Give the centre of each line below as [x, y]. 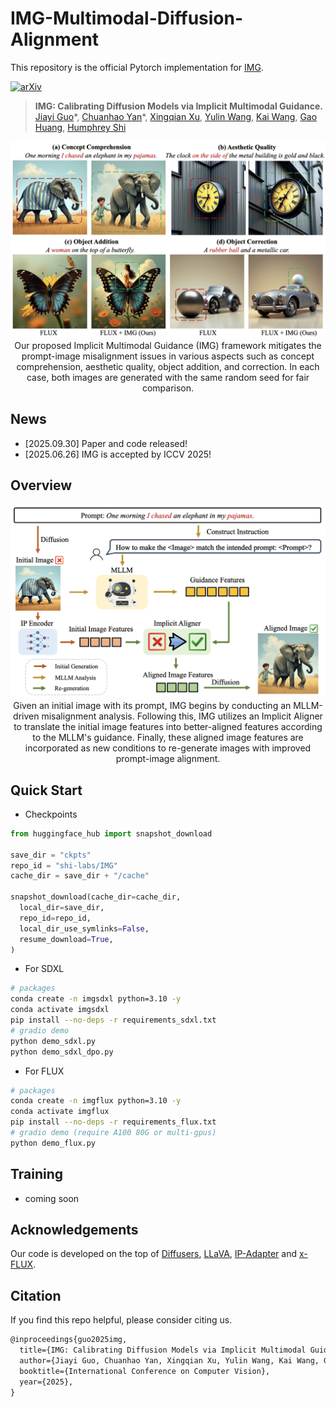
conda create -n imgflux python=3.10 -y [96, 1101]
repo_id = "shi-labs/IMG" [64, 865]
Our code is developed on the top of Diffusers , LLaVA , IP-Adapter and [154, 1254]
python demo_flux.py [53, 1143]
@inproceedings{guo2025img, [69, 1340]
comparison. [168, 388]
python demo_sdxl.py [53, 1041]
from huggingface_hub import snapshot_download [111, 833]
